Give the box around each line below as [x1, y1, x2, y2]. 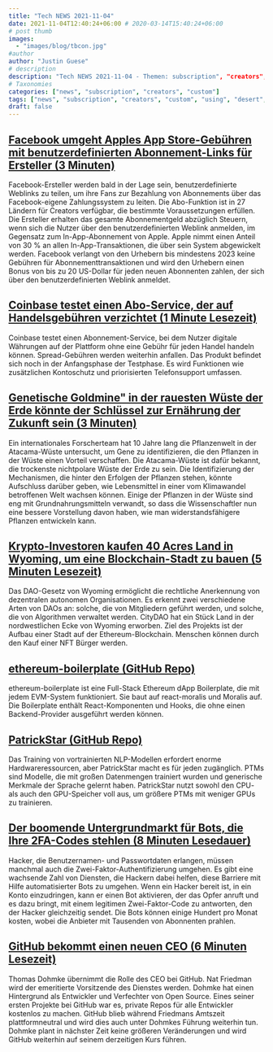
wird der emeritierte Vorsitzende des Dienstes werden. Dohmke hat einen [8, 982, 254, 993]
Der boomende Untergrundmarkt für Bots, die [8, 821, 244, 835]
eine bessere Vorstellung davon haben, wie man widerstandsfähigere [8, 507, 240, 517]
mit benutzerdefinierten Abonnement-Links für [8, 146, 253, 159]
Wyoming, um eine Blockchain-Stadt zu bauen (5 [8, 552, 262, 565]
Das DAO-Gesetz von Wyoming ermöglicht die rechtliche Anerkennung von [8, 587, 260, 596]
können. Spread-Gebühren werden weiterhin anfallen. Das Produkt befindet [8, 350, 262, 360]
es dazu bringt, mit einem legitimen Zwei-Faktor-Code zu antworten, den [8, 898, 253, 908]
